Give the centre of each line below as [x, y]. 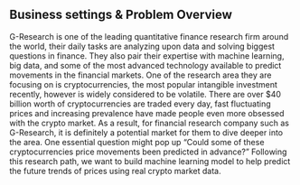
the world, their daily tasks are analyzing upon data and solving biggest [142, 46]
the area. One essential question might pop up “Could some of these [137, 142]
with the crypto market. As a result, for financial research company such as [149, 123]
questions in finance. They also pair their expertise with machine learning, [147, 55]
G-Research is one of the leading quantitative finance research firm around [149, 36]
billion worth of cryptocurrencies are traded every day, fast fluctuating [140, 104]
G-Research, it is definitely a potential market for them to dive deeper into [146, 132]
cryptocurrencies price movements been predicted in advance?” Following [148, 152]
